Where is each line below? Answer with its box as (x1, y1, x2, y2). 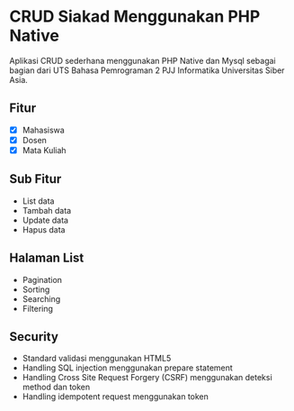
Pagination (22, 274, 63, 285)
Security (9, 329, 58, 344)
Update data (22, 215, 69, 225)
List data (22, 196, 55, 206)
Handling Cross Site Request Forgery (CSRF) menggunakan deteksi (22, 372, 272, 383)
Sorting (22, 284, 50, 295)
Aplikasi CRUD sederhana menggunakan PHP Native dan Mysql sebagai (9, 55, 276, 66)
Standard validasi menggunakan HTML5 (22, 353, 172, 364)
